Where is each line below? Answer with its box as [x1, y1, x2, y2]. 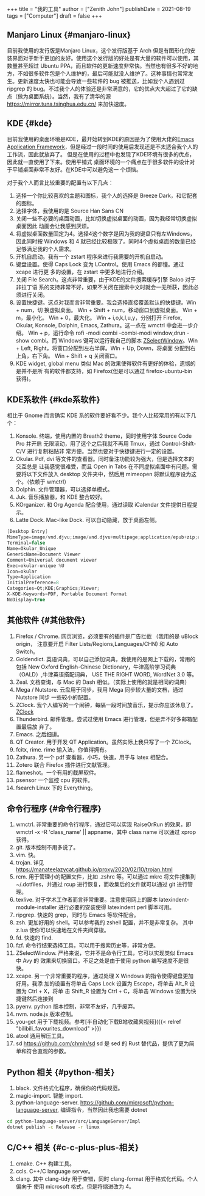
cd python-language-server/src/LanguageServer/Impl [7, 1118, 141, 1125]
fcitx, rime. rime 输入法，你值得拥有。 [15, 745, 110, 753]
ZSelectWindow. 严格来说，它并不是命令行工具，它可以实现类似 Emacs [15, 949, 194, 957]
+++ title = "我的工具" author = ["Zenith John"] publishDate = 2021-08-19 [7, 5, 191, 12]
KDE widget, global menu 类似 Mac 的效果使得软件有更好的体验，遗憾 [15, 360, 190, 367]
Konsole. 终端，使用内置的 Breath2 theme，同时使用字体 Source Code [15, 432, 192, 440]
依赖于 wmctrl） [29, 478, 69, 485]
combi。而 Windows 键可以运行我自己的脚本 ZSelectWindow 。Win [30, 336, 198, 344]
